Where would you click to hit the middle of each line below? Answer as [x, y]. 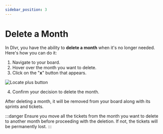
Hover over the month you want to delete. [54, 67]
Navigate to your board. [36, 62]
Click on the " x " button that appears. [49, 73]
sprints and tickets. [24, 107]
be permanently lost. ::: [28, 126]
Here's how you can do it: [31, 53]
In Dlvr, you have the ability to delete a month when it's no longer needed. [80, 48]
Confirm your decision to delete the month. [56, 92]
